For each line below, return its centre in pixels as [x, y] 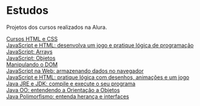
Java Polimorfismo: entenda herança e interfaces [68, 96]
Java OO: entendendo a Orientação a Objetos [63, 90]
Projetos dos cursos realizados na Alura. [57, 27]
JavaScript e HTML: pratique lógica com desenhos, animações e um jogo [98, 77]
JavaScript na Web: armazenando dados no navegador [75, 70]
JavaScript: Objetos [31, 58]
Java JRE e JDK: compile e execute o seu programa [71, 83]
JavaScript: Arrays [29, 51]
